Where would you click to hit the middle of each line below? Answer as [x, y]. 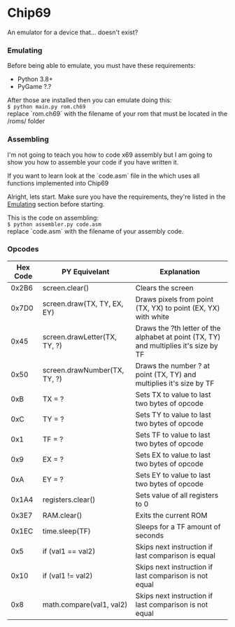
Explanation [180, 272]
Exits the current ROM [171, 515]
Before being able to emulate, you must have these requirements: [101, 66]
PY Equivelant [86, 272]
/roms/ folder [26, 121]
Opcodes [23, 249]
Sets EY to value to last [173, 475]
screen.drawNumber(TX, [83, 370]
